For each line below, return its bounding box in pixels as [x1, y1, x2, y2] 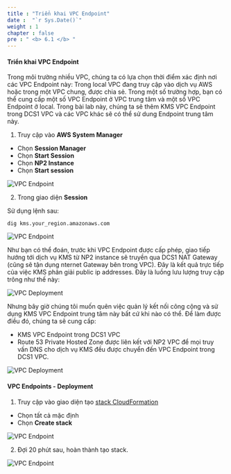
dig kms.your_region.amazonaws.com [7, 220, 110, 227]
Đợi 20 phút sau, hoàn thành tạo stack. [17, 446, 128, 454]
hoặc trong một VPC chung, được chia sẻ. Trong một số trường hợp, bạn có [7, 88, 223, 96]
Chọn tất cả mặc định [17, 411, 79, 419]
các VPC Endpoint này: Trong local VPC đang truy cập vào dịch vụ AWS [7, 81, 213, 89]
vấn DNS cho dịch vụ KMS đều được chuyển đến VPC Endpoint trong [17, 345, 215, 354]
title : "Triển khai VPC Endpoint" [7, 10, 110, 17]
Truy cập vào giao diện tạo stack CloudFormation [17, 398, 158, 406]
